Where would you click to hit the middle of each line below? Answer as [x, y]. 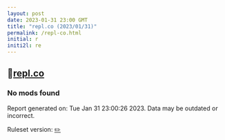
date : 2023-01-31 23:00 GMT [48, 20]
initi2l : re [24, 46]
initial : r [23, 39]
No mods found [33, 93]
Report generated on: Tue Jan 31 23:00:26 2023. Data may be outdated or [113, 108]
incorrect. [21, 115]
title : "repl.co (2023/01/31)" [52, 26]
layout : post [26, 13]
